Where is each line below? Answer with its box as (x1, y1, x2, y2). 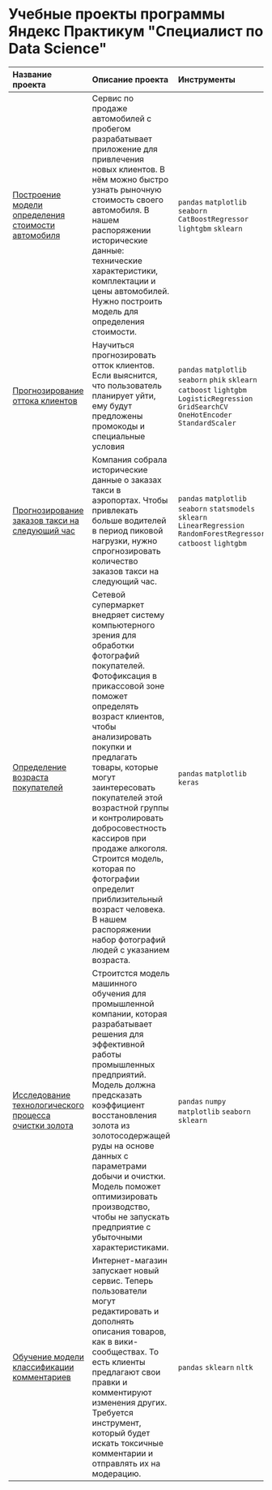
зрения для (91, 629, 137, 641)
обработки (91, 639, 135, 650)
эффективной (91, 1039, 146, 1050)
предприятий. (91, 1069, 147, 1080)
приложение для (91, 143, 158, 154)
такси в (91, 484, 121, 495)
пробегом (91, 123, 131, 134)
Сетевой (91, 589, 125, 600)
